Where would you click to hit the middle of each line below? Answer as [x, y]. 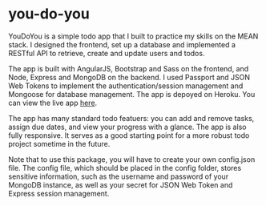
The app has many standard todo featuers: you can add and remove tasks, [131, 118]
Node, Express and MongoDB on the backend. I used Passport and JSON [129, 77]
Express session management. [59, 193]
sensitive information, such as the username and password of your [119, 176]
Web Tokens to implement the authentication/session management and [126, 86]
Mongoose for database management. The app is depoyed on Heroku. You [132, 94]
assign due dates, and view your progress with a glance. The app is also [127, 127]
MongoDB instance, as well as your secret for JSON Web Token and [121, 184]
